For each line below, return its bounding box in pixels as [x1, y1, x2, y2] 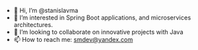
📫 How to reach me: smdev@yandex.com [13, 36, 134, 43]
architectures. [13, 21, 53, 28]
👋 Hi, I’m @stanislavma [13, 7, 79, 14]
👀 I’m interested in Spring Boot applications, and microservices [13, 14, 191, 22]
